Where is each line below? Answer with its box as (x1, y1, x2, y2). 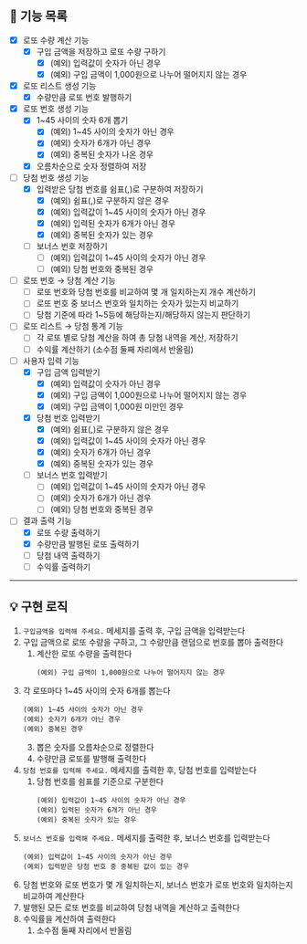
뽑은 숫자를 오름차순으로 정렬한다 (36, 741, 154, 752)
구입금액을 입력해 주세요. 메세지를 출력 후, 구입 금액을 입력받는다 (22, 624, 246, 636)
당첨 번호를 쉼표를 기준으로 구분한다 (36, 775, 164, 787)
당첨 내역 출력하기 (36, 550, 101, 561)
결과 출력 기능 (22, 515, 72, 527)
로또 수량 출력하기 (36, 527, 101, 538)
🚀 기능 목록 (9, 8, 69, 25)
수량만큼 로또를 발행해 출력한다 (36, 752, 147, 764)
